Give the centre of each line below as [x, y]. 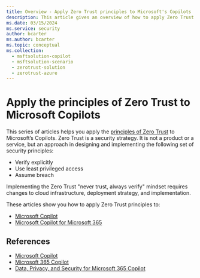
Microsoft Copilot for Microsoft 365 [58, 222]
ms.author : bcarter [31, 39]
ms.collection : [25, 51]
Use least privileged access [49, 169]
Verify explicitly [34, 163]
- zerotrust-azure [35, 73]
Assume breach [34, 175]
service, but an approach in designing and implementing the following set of [100, 145]
